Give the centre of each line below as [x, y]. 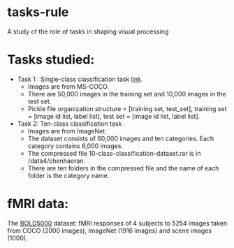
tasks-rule [38, 12]
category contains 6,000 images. [75, 146]
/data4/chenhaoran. [57, 161]
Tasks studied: [51, 60]
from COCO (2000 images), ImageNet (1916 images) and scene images [109, 231]
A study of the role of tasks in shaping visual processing [88, 31]
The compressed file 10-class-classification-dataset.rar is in [114, 153]
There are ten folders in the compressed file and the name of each [123, 168]
